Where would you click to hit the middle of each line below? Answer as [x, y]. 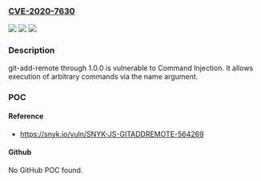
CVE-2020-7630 [42, 11]
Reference [26, 116]
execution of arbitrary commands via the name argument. [103, 76]
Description [32, 50]
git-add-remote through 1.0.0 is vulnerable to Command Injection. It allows [131, 68]
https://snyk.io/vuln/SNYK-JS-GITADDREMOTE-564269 [112, 134]
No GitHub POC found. [46, 170]
